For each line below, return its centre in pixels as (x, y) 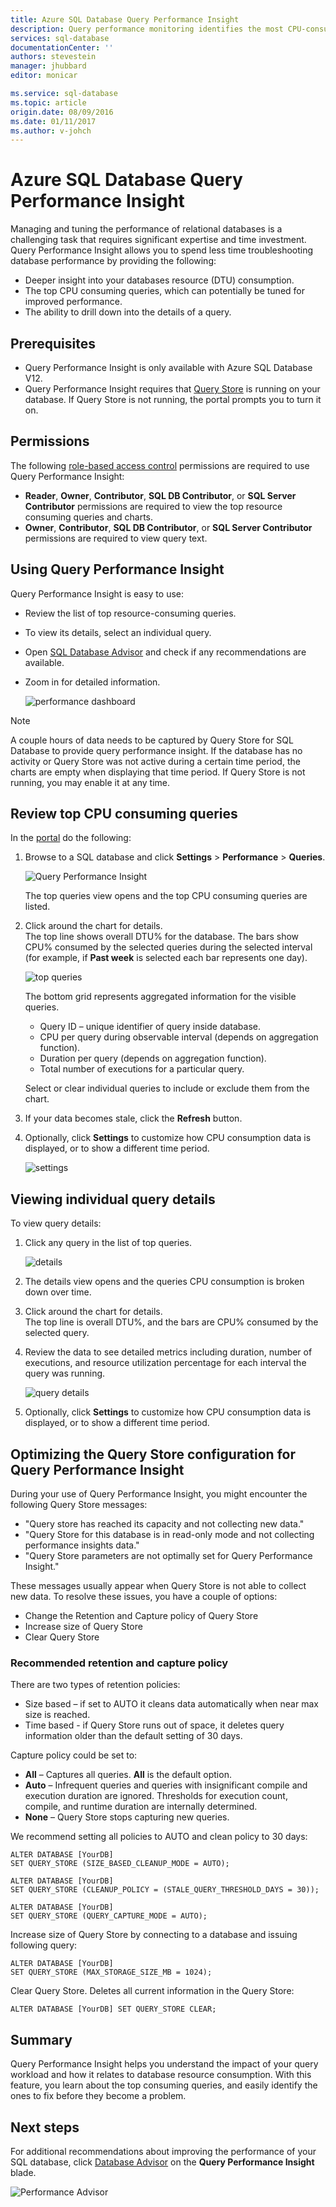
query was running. (65, 1373)
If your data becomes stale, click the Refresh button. (133, 1118)
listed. (37, 907)
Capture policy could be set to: (74, 1755)
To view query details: (56, 1223)
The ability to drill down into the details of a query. (128, 312)
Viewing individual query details (113, 1199)
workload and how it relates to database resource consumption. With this (161, 2075)
